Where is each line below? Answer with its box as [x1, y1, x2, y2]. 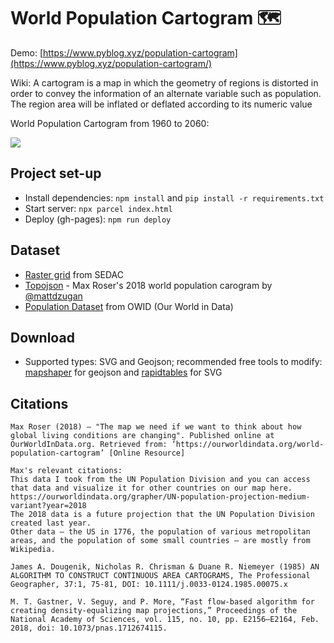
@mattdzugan [24, 290, 83, 302]
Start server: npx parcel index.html [24, 202, 173, 214]
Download [10, 329, 75, 346]
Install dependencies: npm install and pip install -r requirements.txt [24, 191, 325, 204]
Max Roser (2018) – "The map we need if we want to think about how [10, 422, 302, 432]
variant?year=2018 [10, 501, 87, 511]
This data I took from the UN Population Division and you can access [10, 475, 311, 485]
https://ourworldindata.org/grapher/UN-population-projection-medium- [10, 492, 311, 502]
